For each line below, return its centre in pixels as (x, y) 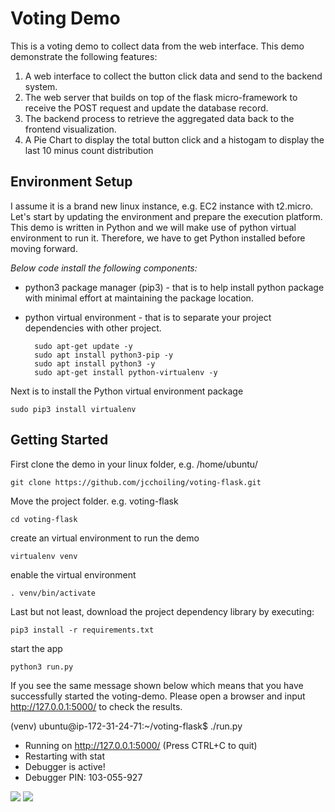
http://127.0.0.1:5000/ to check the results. (96, 706)
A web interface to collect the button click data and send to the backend (173, 76)
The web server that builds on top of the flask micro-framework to (161, 97)
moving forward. (44, 248)
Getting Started (59, 440)
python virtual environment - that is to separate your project (148, 317)
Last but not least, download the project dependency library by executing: (162, 611)
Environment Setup (71, 182)
